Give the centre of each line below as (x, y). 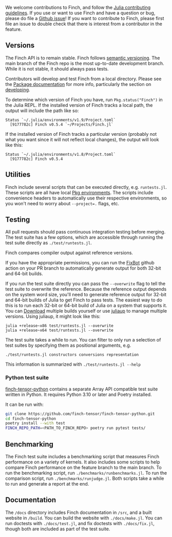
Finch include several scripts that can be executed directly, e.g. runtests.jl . (86, 187)
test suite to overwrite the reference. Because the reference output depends (86, 289)
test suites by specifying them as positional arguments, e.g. (68, 345)
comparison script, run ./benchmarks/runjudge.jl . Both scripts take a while (85, 478)
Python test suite (27, 378)
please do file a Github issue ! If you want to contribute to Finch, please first (85, 18)
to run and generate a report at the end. (47, 484)
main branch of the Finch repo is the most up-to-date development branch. (85, 63)
